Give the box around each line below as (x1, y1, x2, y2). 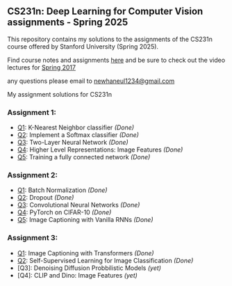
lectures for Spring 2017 (7, 63, 76, 72)
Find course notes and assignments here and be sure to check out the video (7, 56, 226, 64)
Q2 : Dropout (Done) (17, 193, 74, 202)
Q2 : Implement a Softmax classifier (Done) (17, 131, 139, 139)
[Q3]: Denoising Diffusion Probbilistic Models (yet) (17, 264, 162, 272)
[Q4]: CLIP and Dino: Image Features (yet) (17, 271, 138, 279)
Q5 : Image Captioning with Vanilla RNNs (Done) (17, 216, 154, 224)
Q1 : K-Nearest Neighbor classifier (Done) (17, 123, 134, 132)
